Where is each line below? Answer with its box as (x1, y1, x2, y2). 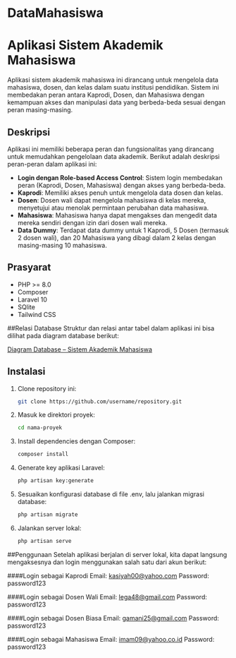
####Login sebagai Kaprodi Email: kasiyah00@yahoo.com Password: (7, 571, 209, 580)
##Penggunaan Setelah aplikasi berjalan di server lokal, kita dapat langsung (7, 550, 228, 558)
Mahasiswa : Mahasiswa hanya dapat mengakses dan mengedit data (17, 210, 217, 220)
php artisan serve (17, 537, 72, 544)
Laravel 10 (17, 295, 48, 304)
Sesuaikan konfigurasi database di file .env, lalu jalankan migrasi (17, 490, 204, 498)
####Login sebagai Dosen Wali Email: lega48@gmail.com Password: (7, 592, 208, 601)
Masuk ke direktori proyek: (17, 411, 95, 419)
